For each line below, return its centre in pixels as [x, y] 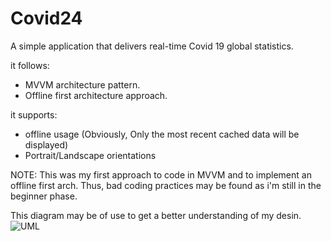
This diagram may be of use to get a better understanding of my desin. [156, 215]
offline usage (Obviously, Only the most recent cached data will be [162, 134]
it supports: [34, 114]
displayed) [46, 144]
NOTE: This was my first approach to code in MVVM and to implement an [161, 174]
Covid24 [46, 18]
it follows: [30, 65]
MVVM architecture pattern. [82, 84]
